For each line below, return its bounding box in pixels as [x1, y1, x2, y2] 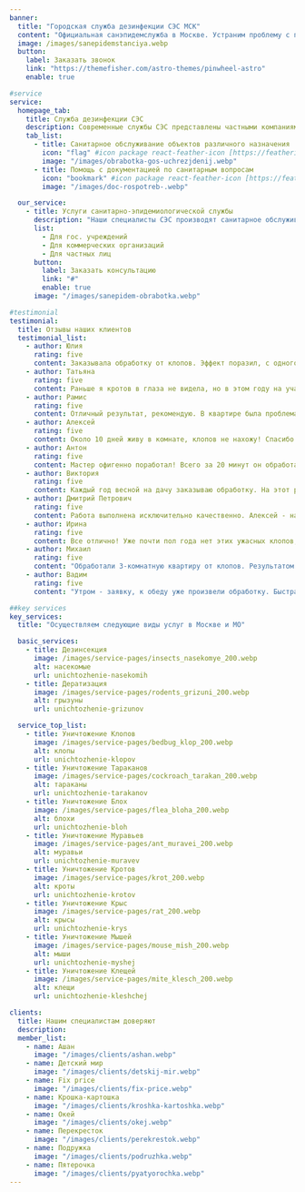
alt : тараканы [33, 780, 88, 790]
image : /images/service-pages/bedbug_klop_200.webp [33, 738, 233, 747]
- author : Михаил [25, 545, 92, 554]
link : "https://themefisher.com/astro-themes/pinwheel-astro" [25, 65, 266, 74]
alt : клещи [33, 984, 75, 993]
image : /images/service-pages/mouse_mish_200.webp [33, 941, 230, 950]
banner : [9, 13, 39, 23]
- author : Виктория [25, 469, 100, 478]
